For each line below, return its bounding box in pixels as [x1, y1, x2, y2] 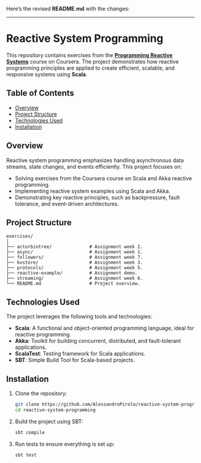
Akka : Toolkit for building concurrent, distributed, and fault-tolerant [14, 337, 181, 345]
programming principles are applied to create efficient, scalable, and [6, 64, 175, 71]
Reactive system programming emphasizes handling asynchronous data [6, 156, 184, 164]
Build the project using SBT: [14, 417, 84, 425]
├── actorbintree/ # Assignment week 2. [6, 244, 144, 250]
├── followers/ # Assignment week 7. [6, 255, 144, 261]
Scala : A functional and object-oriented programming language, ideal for [14, 324, 194, 332]
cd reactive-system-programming [14, 407, 96, 413]
